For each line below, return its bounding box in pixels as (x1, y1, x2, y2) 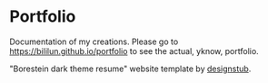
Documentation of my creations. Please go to (9, 36, 179, 47)
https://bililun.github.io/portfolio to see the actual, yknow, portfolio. (9, 45, 259, 56)
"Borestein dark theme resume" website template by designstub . (9, 63, 252, 74)
